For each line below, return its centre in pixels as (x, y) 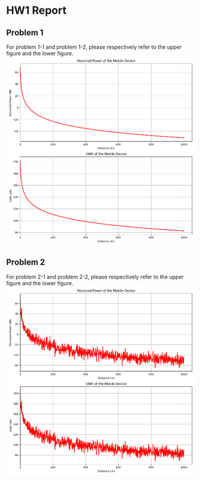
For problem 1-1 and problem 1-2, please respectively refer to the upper (94, 47)
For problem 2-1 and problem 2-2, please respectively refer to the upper (95, 277)
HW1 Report (37, 10)
